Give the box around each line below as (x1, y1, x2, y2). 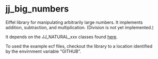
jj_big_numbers (5, 3, 69, 15)
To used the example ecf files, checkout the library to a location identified (5, 43, 153, 49)
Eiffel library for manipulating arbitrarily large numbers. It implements (5, 19, 143, 25)
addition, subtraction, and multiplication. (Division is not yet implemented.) (5, 24, 154, 30)
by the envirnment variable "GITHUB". (5, 48, 81, 54)
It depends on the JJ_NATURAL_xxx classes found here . (5, 34, 118, 40)
